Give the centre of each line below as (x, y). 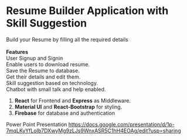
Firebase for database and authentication (65, 113)
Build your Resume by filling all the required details (67, 39)
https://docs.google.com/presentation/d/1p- (121, 124)
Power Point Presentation (37, 124)
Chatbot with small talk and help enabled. (56, 89)
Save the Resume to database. (43, 70)
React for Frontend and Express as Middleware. (72, 100)
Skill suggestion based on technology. (52, 83)
